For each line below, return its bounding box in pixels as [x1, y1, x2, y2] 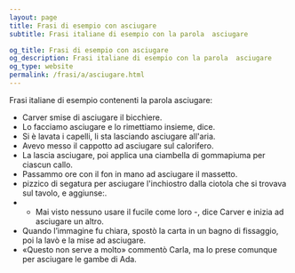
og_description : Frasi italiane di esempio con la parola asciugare [9, 54, 273, 63]
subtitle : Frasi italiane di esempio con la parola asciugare [9, 29, 249, 38]
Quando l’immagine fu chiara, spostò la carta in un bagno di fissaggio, [21, 225, 279, 236]
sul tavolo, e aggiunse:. [21, 188, 108, 198]
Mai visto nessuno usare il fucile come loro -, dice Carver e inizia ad [35, 206, 284, 217]
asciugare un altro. [35, 215, 105, 227]
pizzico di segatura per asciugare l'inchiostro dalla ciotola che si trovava [21, 178, 287, 189]
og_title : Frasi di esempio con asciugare [9, 45, 169, 54]
